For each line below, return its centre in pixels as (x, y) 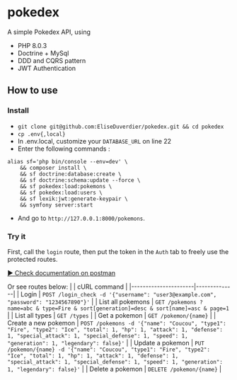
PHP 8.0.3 (32, 45)
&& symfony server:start (57, 205)
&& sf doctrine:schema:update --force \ (80, 180)
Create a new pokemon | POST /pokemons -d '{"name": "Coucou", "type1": (117, 323)
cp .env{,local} (41, 134)
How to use (33, 90)
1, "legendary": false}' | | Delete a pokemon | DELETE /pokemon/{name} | (114, 369)
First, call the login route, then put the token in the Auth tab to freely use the (118, 251)
